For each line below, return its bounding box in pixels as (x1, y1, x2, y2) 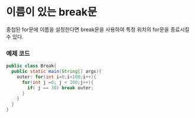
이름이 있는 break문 (6, 5, 97, 19)
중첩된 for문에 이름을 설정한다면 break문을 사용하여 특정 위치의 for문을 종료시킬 (6, 26, 190, 33)
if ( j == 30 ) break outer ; (27, 85, 94, 91)
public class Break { (6, 63, 57, 69)
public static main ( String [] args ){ (11, 69, 102, 75)
